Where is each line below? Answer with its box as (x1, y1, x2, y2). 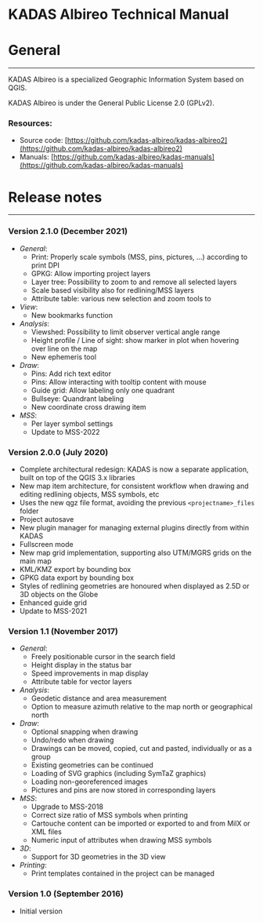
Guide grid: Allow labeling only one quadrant (31, 385, 175, 395)
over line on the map (31, 344, 98, 353)
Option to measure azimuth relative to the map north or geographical (31, 702, 253, 712)
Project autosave (19, 514, 74, 523)
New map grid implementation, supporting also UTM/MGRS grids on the (19, 548, 252, 557)
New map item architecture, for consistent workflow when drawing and (19, 481, 249, 490)
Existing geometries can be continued (31, 760, 154, 770)
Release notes (8, 188, 103, 206)
